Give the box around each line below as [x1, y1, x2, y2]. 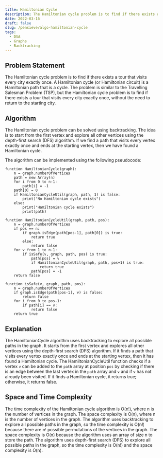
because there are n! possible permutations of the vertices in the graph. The [5, 426, 158, 432]
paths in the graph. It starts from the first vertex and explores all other [5, 343, 145, 348]
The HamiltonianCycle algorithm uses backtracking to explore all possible [5, 338, 152, 344]
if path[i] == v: [22, 303, 57, 308]
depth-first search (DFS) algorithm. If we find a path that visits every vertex [5, 137, 155, 144]
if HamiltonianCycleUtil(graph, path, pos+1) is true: [31, 260, 145, 265]
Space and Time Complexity [5, 393, 92, 402]
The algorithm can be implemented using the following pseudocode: [5, 157, 142, 163]
